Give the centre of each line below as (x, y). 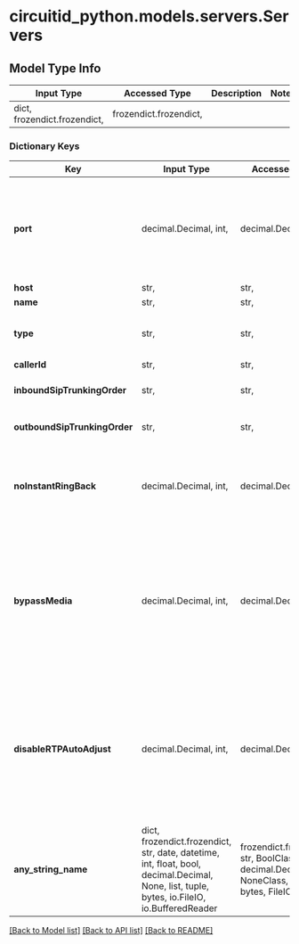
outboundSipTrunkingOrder (73, 427)
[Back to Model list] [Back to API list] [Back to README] (111, 931)
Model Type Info (55, 68)
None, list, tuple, (175, 886)
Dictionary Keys (44, 146)
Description (237, 93)
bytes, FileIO (266, 891)
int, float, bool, (171, 864)
